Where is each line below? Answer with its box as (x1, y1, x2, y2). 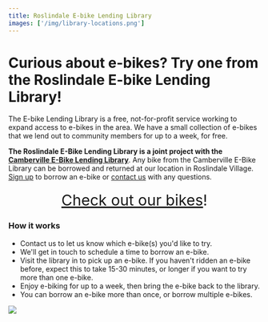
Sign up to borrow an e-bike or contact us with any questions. (8, 172, 212, 182)
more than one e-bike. (19, 272, 94, 282)
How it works (8, 220, 61, 231)
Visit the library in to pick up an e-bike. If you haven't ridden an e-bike (19, 256, 251, 265)
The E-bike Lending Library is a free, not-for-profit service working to (8, 114, 238, 124)
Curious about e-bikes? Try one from (8, 54, 258, 72)
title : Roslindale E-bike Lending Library (8, 11, 152, 20)
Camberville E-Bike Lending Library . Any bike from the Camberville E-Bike (8, 155, 256, 165)
